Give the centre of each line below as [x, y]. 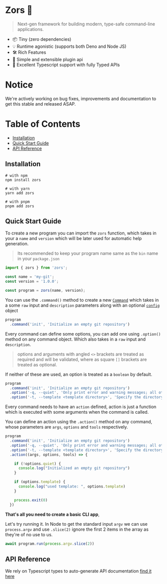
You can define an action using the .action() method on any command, [79, 422]
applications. [30, 29]
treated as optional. [37, 364]
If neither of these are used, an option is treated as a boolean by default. [79, 374]
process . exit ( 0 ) [31, 500]
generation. [17, 244]
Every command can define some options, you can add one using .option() [83, 334]
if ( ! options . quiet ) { [38, 464]
